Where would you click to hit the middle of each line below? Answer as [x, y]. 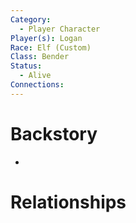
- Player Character [60, 29]
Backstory [54, 133]
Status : [26, 66]
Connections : [37, 85]
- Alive [35, 76]
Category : [31, 19]
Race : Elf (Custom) [51, 47]
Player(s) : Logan [46, 38]
